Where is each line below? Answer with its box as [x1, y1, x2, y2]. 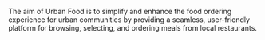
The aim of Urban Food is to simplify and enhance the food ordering [8, 7, 232, 16]
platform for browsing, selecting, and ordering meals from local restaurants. [8, 24, 258, 32]
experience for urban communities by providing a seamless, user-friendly [8, 15, 250, 24]
